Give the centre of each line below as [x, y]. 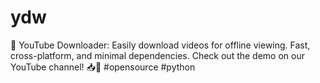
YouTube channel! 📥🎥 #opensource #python [103, 67]
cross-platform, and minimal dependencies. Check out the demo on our [157, 55]
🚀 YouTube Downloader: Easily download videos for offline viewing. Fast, [160, 45]
